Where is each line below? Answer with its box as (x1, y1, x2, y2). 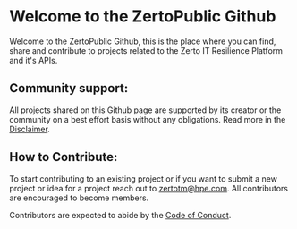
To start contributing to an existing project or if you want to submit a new (9, 173, 277, 184)
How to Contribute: (9, 149, 118, 165)
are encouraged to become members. (9, 192, 149, 203)
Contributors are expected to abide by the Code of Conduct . (9, 209, 232, 220)
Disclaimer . (9, 123, 51, 134)
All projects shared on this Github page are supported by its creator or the (9, 105, 282, 115)
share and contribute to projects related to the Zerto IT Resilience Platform (9, 45, 284, 55)
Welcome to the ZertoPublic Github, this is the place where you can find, (9, 36, 276, 47)
